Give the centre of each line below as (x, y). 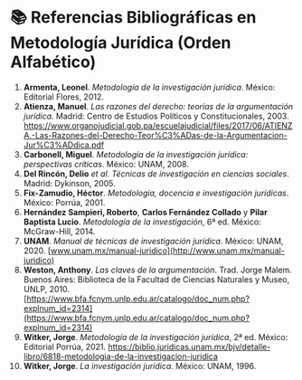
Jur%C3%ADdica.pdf (64, 145)
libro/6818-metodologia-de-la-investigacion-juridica (120, 356)
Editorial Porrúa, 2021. (65, 347)
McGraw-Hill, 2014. (59, 231)
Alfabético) (53, 62)
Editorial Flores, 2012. (64, 97)
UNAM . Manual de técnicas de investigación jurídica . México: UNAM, (153, 241)
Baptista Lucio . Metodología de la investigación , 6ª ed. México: (142, 222)
